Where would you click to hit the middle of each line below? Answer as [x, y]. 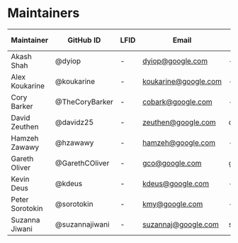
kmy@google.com [173, 204]
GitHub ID [84, 40]
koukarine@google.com [182, 81]
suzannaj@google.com [181, 224]
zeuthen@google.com [179, 122]
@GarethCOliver [83, 163]
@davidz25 [75, 122]
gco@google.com [172, 163]
